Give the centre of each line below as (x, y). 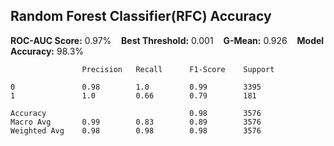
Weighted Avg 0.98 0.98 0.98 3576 (136, 130)
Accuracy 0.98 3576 (136, 113)
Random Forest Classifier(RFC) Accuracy (141, 16)
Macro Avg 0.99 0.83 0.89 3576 (136, 122)
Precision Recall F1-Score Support (178, 69)
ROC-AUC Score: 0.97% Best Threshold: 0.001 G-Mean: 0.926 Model (167, 40)
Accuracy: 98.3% (47, 51)
